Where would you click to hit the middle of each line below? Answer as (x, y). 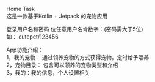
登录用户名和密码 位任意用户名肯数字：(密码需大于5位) (75, 29)
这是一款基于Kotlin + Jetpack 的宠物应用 (57, 16)
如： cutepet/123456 (33, 37)
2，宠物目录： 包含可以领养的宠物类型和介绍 (62, 65)
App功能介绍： (25, 50)
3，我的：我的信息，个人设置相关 (48, 73)
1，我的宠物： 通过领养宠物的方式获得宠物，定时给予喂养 (78, 57)
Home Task (21, 9)
